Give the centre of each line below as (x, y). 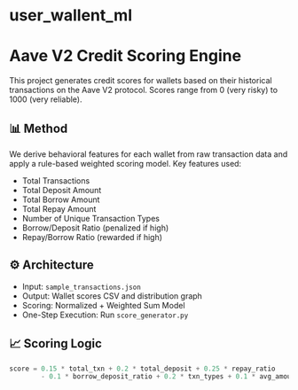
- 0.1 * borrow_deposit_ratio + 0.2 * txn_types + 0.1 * (149, 377)
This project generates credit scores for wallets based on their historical (141, 81)
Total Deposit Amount (62, 190)
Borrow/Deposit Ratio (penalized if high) (95, 228)
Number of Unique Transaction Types (90, 218)
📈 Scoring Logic (55, 343)
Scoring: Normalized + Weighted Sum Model (103, 305)
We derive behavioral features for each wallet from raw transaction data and (149, 154)
